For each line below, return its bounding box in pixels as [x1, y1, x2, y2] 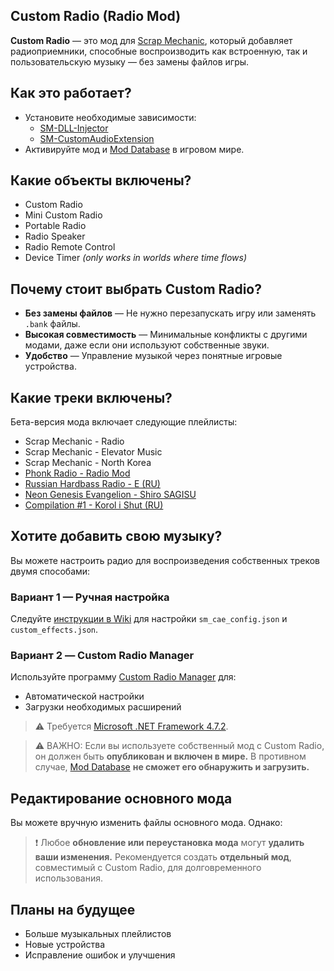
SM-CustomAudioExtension [39, 132, 155, 144]
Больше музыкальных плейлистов [24, 928, 172, 940]
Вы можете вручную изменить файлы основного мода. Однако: [10, 817, 283, 829]
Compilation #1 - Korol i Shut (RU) [24, 499, 164, 511]
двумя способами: [10, 565, 91, 577]
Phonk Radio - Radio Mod [24, 467, 131, 479]
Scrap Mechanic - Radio [24, 435, 125, 448]
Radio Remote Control [24, 241, 116, 253]
